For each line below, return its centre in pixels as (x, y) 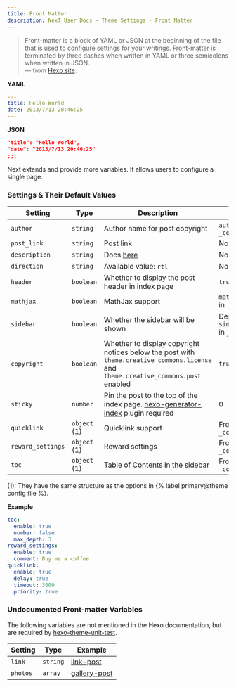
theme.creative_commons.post (153, 376)
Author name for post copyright (156, 228)
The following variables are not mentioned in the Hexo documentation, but (115, 625)
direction (27, 266)
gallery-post (92, 673)
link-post (86, 662)
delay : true (31, 578)
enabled (118, 384)
